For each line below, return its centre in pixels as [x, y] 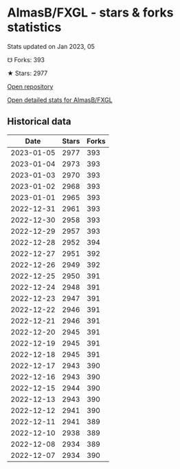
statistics [34, 27]
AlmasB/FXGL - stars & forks [90, 13]
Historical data [39, 122]
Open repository [30, 86]
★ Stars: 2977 [27, 73]
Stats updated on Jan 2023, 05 [51, 46]
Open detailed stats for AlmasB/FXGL [60, 100]
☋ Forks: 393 [26, 59]
